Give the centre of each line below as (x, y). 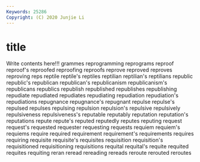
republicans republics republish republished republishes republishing (92, 89)
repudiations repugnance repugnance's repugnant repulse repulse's (91, 102)
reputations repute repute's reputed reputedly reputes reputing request (94, 121)
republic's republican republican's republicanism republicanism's (87, 83)
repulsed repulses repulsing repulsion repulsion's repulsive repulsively (93, 108)
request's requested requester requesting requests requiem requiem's (93, 127)
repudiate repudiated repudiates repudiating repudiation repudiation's (92, 95)
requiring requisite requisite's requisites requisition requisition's (85, 140)
